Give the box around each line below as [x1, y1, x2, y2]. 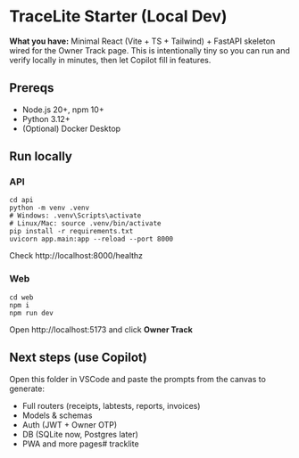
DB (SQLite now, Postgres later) [21, 429, 138, 439]
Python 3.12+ [21, 113, 71, 124]
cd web [9, 292, 34, 302]
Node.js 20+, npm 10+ [21, 104, 104, 115]
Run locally [9, 149, 73, 164]
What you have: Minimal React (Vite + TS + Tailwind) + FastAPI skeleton [9, 36, 276, 46]
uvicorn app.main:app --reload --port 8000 [9, 234, 174, 244]
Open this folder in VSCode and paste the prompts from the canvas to [9, 373, 266, 384]
